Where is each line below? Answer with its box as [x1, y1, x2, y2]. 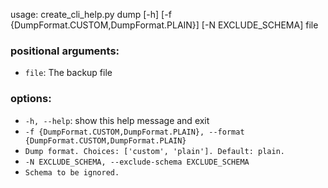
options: [10, 92, 52, 106]
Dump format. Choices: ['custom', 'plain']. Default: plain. [24, 146, 286, 156]
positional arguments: [10, 44, 120, 58]
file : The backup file [24, 67, 113, 79]
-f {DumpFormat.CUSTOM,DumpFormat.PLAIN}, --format [24, 127, 245, 137]
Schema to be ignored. [24, 167, 120, 178]
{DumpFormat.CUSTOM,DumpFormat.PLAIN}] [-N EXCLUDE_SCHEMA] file [10, 19, 319, 31]
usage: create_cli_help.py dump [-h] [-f [10, 9, 172, 20]
